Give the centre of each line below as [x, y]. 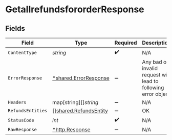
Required [126, 43]
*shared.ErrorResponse [81, 78]
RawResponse [23, 129]
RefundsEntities [28, 111]
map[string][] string [75, 102]
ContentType [23, 53]
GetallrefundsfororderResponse [75, 9]
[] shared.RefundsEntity [80, 111]
